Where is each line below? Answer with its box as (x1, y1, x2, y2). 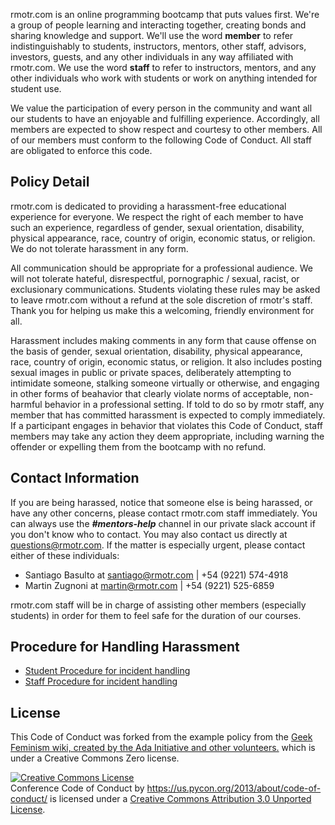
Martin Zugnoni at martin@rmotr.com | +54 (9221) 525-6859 (24, 579, 275, 591)
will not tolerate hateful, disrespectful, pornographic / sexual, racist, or (10, 272, 300, 284)
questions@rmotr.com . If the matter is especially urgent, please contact (10, 539, 306, 551)
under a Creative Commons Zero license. (10, 752, 180, 764)
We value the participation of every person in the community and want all (10, 102, 313, 114)
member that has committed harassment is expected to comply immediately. (10, 409, 326, 421)
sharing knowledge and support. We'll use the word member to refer (10, 30, 294, 41)
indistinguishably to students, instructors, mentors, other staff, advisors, (10, 40, 307, 52)
